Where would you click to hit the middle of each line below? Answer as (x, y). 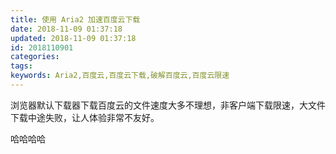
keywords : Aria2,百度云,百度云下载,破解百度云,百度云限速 (120, 76)
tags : (21, 66)
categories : (35, 57)
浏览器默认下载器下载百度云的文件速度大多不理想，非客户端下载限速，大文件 (168, 105)
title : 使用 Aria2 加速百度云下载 (75, 19)
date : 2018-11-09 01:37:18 (66, 29)
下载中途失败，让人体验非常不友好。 (85, 117)
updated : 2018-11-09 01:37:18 (73, 38)
